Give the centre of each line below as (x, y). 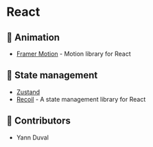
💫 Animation (33, 37)
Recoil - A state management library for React (81, 99)
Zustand (28, 92)
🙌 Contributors (39, 121)
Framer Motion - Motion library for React (73, 54)
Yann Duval (33, 137)
